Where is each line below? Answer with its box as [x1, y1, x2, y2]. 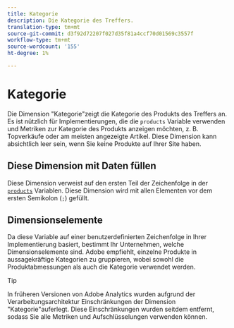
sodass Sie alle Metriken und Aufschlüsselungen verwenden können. [7, 312, 208, 321]
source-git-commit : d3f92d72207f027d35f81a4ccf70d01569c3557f [7, 30, 194, 37]
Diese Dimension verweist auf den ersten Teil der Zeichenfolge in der [7, 178, 209, 187]
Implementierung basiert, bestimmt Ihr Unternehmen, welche [7, 241, 185, 249]
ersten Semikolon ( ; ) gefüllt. [7, 193, 90, 202]
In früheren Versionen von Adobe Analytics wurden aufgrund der [7, 290, 196, 298]
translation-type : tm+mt [7, 23, 80, 30]
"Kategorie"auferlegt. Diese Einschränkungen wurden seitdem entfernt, [7, 305, 215, 314]
